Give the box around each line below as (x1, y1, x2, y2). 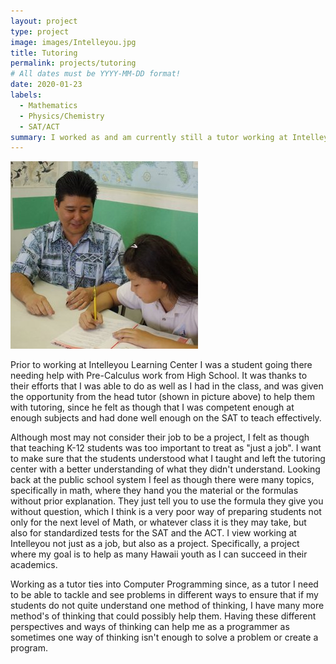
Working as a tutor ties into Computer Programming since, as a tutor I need (10, 578, 319, 590)
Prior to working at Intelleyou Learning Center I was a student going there (10, 359, 313, 371)
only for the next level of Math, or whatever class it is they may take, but (10, 516, 307, 529)
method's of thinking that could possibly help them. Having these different (10, 610, 317, 622)
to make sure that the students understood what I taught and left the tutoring (10, 453, 326, 465)
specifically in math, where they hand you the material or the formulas (10, 485, 299, 497)
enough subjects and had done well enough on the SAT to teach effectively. (10, 412, 322, 424)
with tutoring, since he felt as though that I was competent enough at (10, 401, 295, 414)
